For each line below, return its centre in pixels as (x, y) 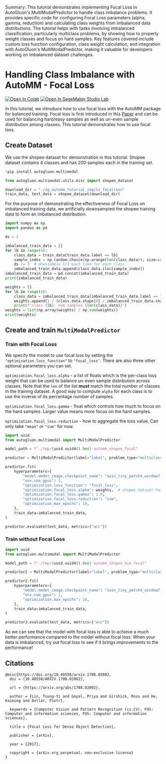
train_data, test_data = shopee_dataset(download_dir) (63, 194)
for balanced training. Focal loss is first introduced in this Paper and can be (82, 114)
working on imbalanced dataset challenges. (49, 55)
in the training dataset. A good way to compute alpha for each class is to (79, 391)
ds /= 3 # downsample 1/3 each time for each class (69, 264)
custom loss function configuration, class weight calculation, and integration (83, 44)
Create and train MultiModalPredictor (63, 330)
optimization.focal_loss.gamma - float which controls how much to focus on (83, 406)
